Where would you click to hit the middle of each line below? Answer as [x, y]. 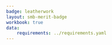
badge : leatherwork [30, 11]
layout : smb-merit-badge [37, 17]
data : [13, 28]
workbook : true [25, 22]
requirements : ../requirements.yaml [62, 33]
